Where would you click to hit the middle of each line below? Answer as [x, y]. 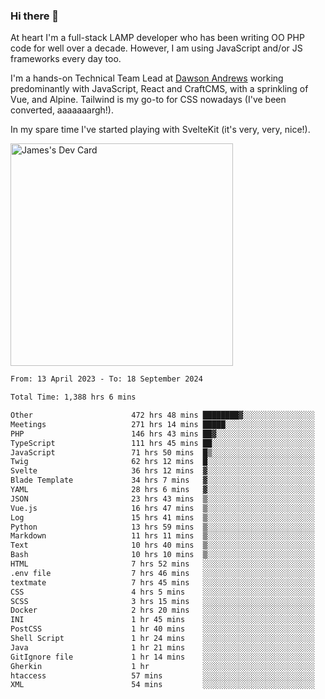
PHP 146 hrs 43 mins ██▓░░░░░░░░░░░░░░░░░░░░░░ [162, 434]
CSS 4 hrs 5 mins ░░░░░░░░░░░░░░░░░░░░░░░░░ [162, 592]
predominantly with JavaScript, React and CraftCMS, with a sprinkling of [159, 89]
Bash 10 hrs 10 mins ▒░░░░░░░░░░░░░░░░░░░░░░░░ [162, 555]
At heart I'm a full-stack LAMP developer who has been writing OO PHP [157, 38]
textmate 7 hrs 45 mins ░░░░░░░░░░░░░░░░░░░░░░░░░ [162, 582]
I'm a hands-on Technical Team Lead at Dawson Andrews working [147, 78]
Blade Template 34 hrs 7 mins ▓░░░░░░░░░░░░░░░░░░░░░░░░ [162, 480]
